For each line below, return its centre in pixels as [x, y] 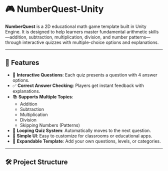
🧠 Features [22, 63]
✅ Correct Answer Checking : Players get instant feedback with [78, 85]
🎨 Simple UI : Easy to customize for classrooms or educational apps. [82, 135]
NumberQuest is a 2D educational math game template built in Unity [76, 26]
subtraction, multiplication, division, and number [78, 37]
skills [153, 31]
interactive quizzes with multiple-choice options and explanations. [90, 42]
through [13, 42]
